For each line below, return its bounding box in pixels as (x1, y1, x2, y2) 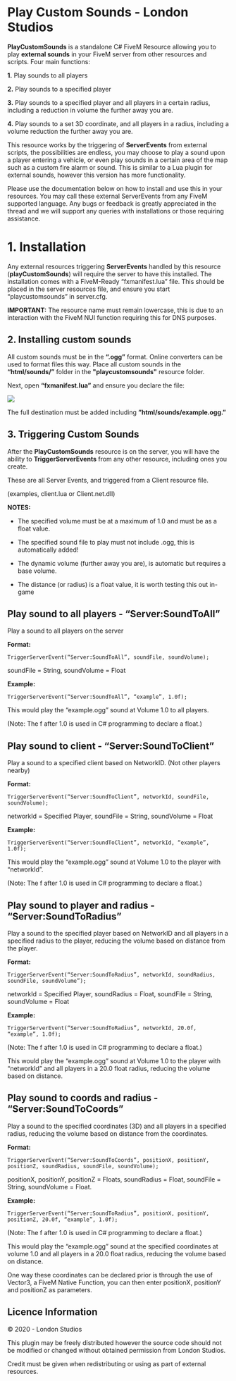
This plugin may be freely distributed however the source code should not (7, 1338, 222, 1346)
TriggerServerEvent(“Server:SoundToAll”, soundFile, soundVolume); (7, 654, 210, 661)
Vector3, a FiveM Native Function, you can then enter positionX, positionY (7, 1278, 221, 1287)
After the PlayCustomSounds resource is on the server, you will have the (7, 447, 220, 455)
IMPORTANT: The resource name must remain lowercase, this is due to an (7, 306, 223, 314)
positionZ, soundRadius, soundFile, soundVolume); (7, 1163, 159, 1170)
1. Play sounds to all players (7, 71, 88, 80)
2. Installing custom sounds (7, 334, 132, 346)
